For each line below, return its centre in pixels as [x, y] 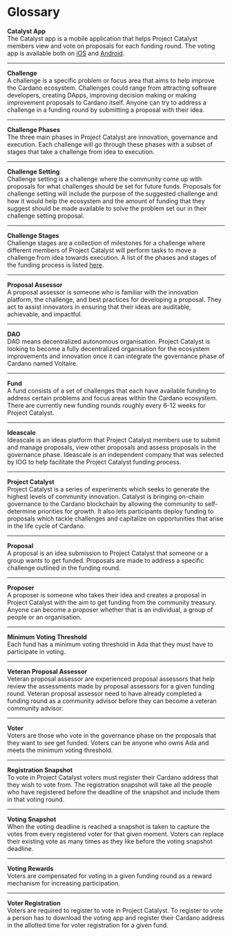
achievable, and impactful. [45, 314]
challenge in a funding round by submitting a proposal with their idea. [106, 110]
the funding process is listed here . [56, 265]
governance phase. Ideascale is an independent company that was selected [116, 454]
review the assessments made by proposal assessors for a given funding [111, 686]
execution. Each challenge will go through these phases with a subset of [110, 144]
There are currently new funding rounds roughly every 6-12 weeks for [106, 405]
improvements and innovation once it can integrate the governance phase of [116, 356]
